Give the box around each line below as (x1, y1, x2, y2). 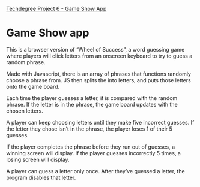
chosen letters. (6, 107, 43, 114)
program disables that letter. (6, 174, 76, 181)
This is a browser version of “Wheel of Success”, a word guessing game (6, 46, 185, 53)
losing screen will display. (6, 156, 70, 163)
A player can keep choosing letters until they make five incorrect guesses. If (6, 119, 195, 126)
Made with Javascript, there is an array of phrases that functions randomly (6, 70, 191, 77)
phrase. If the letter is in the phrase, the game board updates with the (6, 101, 178, 108)
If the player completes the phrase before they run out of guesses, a (6, 143, 175, 150)
